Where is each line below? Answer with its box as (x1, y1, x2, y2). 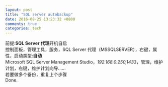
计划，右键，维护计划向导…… (5, 65, 66, 71)
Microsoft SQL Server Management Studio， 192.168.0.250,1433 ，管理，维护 (5, 59, 163, 65)
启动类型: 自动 (14, 53, 42, 59)
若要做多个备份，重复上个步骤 (5, 71, 67, 77)
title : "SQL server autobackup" (5, 12, 73, 17)
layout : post (5, 7, 33, 12)
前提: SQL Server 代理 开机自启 (5, 40, 67, 46)
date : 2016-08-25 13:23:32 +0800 (5, 16, 75, 21)
